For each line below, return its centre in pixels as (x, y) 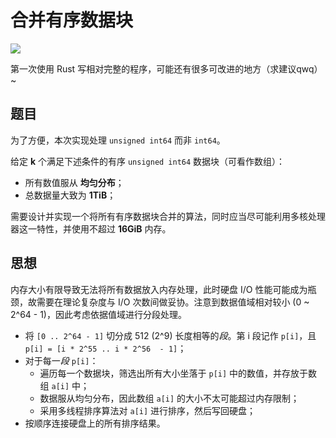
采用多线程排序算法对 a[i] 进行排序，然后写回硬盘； (148, 410)
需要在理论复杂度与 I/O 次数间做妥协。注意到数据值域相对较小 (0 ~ (173, 302)
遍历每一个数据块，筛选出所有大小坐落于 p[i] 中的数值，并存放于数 (178, 373)
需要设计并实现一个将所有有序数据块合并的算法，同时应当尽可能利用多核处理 (168, 216)
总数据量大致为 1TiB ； (70, 195)
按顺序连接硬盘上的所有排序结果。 (95, 423)
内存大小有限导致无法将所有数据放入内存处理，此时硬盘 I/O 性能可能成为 (159, 289)
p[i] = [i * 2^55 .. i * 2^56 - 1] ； (105, 348)
